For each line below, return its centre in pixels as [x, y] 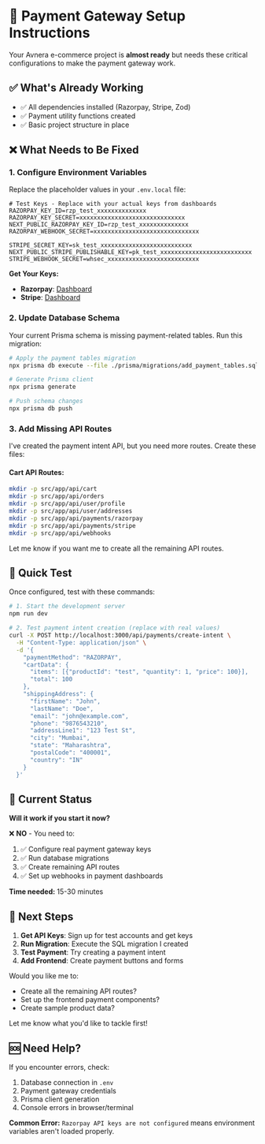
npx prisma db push [41, 409]
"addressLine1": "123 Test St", [83, 731]
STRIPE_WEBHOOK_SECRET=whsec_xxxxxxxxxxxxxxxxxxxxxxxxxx [104, 260]
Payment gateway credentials [68, 1090]
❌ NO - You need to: [42, 834]
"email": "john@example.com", [79, 716]
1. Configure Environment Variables [78, 173]
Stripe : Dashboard [50, 297]
